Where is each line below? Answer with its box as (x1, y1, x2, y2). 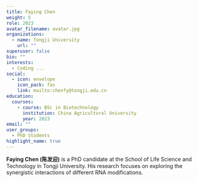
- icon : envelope (12, 76, 56, 82)
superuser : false (6, 48, 50, 54)
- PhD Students (12, 132, 50, 139)
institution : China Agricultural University (22, 110, 137, 116)
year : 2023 (22, 115, 50, 122)
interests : (6, 59, 34, 65)
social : (6, 71, 26, 77)
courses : (12, 99, 34, 105)
